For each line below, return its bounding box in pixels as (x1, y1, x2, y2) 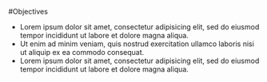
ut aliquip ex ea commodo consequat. (19, 48, 145, 57)
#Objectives (8, 7, 48, 16)
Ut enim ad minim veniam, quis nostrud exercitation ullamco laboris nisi (19, 39, 254, 49)
